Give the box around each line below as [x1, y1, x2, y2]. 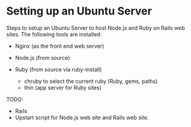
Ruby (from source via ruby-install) [15, 65, 102, 73]
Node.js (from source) [15, 54, 71, 61]
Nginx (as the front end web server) [15, 42, 105, 50]
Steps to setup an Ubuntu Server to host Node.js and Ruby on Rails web [6, 24, 186, 31]
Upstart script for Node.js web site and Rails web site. [15, 114, 149, 121]
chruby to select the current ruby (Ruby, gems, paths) [24, 77, 158, 85]
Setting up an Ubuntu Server [6, 4, 152, 18]
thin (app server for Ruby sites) [24, 83, 102, 91]
